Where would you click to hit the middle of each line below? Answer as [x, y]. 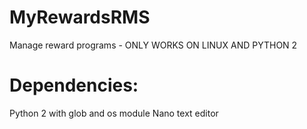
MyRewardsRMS [80, 17]
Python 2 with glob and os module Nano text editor [114, 113]
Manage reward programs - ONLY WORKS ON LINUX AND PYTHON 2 [153, 45]
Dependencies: [74, 85]
